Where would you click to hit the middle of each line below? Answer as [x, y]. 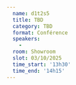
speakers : [26, 39]
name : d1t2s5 [31, 13]
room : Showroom [34, 52]
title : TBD [28, 20]
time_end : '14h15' [39, 71]
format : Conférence [40, 33]
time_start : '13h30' [42, 64]
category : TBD [33, 26]
